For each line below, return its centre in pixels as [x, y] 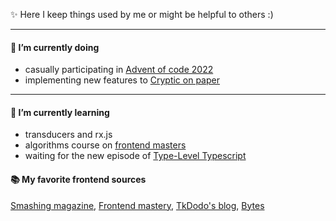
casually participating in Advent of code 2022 [119, 70]
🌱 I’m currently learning [60, 112]
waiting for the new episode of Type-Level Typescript [135, 156]
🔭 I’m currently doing [55, 47]
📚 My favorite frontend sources [78, 179]
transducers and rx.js [68, 135]
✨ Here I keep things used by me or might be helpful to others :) [142, 14]
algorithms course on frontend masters [105, 145]
